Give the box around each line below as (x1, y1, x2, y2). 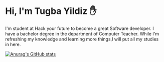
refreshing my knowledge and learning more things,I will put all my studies (5, 36, 159, 42)
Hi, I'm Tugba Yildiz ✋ (5, 5, 97, 17)
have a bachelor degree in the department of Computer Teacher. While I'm (5, 30, 159, 36)
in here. (5, 41, 21, 47)
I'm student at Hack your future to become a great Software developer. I (5, 25, 154, 31)
